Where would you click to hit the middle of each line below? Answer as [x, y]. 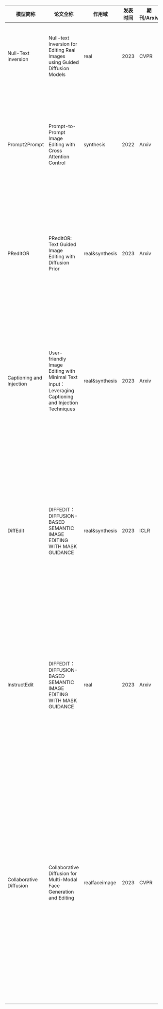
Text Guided [62, 244]
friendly [57, 359]
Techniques [62, 409]
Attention [59, 157]
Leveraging [61, 390]
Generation [61, 892]
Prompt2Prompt [26, 144]
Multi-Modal [63, 880]
